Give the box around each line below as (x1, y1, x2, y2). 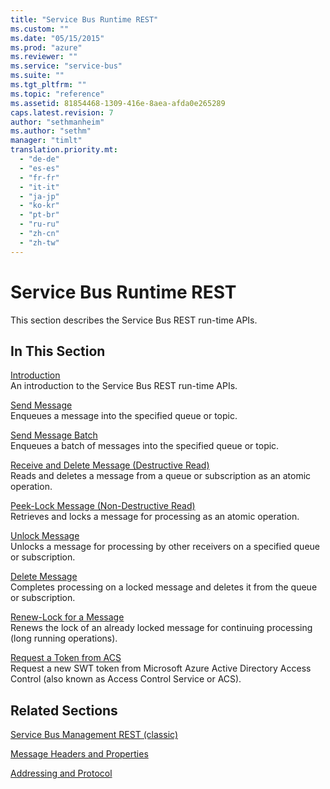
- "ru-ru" (19, 219, 60, 230)
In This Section (10, 342, 106, 360)
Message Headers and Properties (10, 748, 149, 760)
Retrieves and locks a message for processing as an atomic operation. (10, 511, 300, 523)
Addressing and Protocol (10, 767, 113, 780)
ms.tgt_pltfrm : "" (10, 80, 87, 90)
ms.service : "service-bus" (10, 61, 123, 71)
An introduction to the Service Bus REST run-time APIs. (10, 380, 238, 392)
